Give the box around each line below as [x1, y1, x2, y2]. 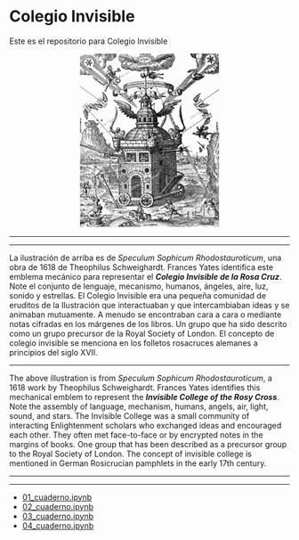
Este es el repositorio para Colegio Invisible [9, 36, 168, 46]
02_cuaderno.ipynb [21, 501, 94, 511]
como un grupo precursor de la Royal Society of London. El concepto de [9, 328, 275, 339]
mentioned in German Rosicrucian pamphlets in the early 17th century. [9, 457, 267, 469]
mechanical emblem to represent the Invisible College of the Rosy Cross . [9, 391, 280, 402]
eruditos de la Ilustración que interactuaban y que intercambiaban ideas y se [9, 299, 290, 310]
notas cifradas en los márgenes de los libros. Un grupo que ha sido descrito [9, 318, 287, 329]
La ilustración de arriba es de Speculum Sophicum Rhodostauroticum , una [9, 252, 282, 263]
